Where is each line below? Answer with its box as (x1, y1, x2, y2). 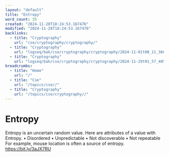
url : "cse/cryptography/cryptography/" (14, 40, 98, 45)
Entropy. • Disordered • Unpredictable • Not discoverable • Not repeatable (5, 135, 161, 141)
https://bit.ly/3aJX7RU (5, 146, 51, 152)
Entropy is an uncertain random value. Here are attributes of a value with (5, 130, 156, 136)
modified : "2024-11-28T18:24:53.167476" (5, 26, 92, 31)
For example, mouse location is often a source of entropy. (5, 140, 125, 146)
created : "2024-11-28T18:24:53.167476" (5, 21, 89, 27)
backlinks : (5, 31, 28, 36)
